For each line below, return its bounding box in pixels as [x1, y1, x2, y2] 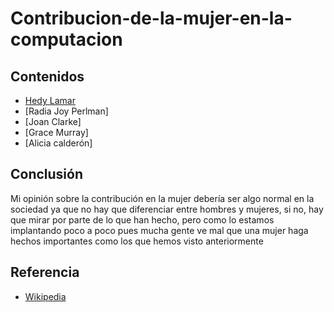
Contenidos [10, 68, 85, 85]
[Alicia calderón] [24, 137, 93, 149]
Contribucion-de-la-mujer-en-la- [10, 7, 293, 30]
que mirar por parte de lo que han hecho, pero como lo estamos [10, 213, 275, 226]
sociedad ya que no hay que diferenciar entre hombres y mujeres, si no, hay [10, 203, 324, 215]
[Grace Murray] [24, 127, 89, 138]
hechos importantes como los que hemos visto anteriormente [10, 235, 264, 247]
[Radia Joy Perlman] [24, 105, 109, 117]
